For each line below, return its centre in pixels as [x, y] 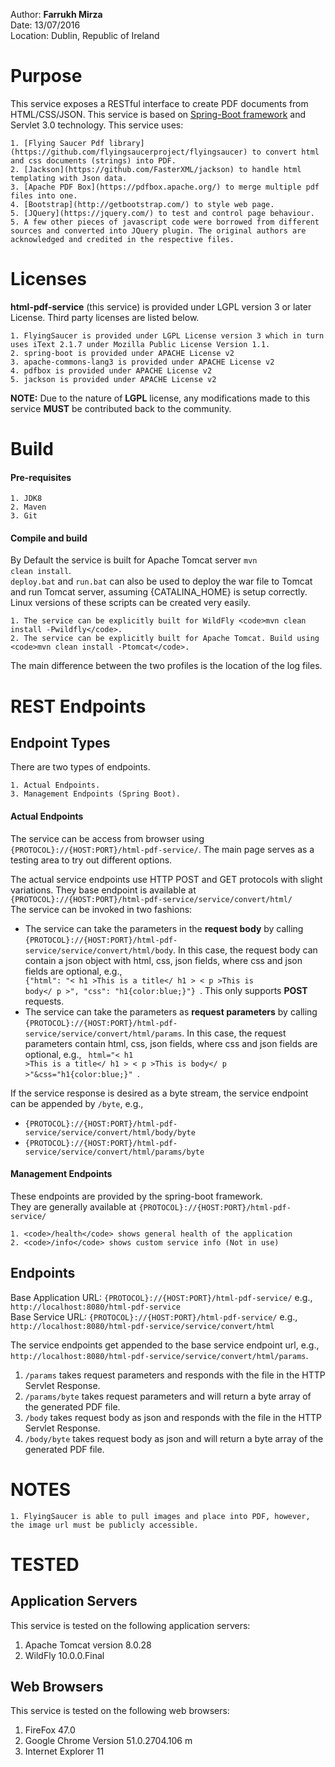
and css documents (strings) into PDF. [93, 160]
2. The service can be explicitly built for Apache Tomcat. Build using [165, 639]
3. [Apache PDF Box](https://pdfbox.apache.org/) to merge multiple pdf [165, 187]
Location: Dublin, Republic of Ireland [85, 35]
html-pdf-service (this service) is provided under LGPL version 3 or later [161, 306]
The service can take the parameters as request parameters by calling [171, 1011]
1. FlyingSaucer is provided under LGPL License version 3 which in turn [167, 335]
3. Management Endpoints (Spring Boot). [96, 794]
